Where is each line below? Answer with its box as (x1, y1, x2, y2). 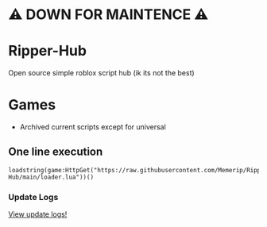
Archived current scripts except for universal (19, 122, 167, 132)
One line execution (8, 145, 103, 159)
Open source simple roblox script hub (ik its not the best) (8, 68, 195, 78)
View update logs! (8, 210, 68, 219)
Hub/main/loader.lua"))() (8, 173, 94, 181)
